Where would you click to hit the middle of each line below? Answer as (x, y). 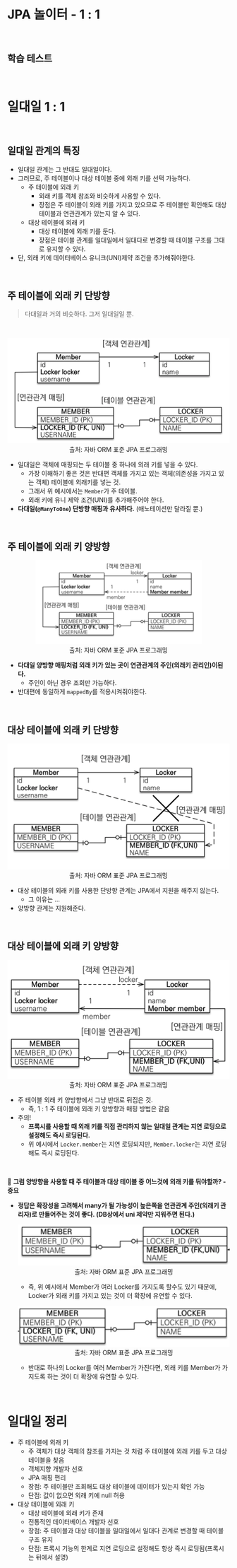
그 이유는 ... (44, 899)
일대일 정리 (37, 1421)
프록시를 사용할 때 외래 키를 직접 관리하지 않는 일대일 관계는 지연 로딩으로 (127, 1127)
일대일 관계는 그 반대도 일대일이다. (65, 169)
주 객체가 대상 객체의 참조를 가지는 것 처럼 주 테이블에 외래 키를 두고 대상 (128, 1451)
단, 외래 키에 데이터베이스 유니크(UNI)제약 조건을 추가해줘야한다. (106, 257)
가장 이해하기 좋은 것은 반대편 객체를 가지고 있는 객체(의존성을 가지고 (122, 473)
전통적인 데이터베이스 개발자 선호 (73, 1522)
